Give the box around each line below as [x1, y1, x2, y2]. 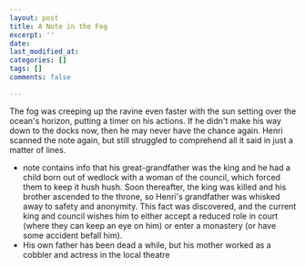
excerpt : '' [9, 30, 55, 39]
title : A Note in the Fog [9, 22, 107, 31]
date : [9, 38, 30, 48]
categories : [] [9, 56, 67, 65]
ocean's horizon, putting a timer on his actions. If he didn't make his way [9, 115, 282, 126]
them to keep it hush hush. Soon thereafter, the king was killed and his [22, 181, 287, 192]
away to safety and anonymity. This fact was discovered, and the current [22, 200, 297, 211]
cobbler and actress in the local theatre [22, 249, 170, 260]
